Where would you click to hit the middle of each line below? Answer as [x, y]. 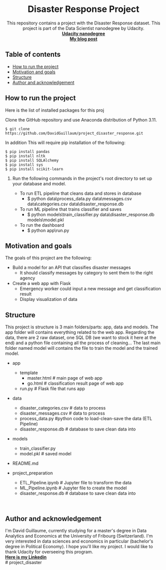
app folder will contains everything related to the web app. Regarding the [80, 332]
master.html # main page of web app [65, 378]
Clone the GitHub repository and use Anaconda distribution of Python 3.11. [81, 120]
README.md [25, 463]
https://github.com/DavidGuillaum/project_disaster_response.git [74, 133]
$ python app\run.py [48, 230]
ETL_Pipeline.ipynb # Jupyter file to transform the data [76, 483]
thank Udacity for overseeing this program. [49, 552]
